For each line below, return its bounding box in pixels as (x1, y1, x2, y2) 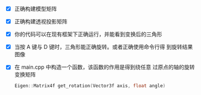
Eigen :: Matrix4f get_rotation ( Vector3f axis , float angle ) (14, 83, 166, 89)
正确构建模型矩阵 (14, 5, 57, 12)
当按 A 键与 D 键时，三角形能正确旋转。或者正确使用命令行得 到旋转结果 (14, 44, 193, 51)
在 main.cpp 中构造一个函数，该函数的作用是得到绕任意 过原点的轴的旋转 (14, 63, 195, 71)
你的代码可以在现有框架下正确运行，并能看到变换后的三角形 (14, 30, 162, 38)
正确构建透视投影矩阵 (14, 18, 67, 25)
